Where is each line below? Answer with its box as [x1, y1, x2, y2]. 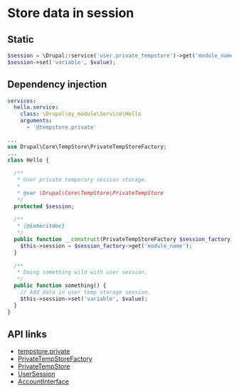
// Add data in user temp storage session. [20, 289, 152, 296]
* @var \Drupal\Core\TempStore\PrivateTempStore [16, 189, 164, 196]
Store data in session [7, 5, 134, 21]
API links [7, 328, 48, 340]
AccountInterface [17, 377, 70, 386]
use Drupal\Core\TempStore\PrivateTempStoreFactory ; [7, 143, 167, 150]
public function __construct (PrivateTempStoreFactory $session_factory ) [14, 236, 234, 243]
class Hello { [7, 157, 50, 164]
